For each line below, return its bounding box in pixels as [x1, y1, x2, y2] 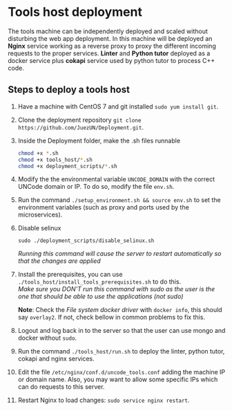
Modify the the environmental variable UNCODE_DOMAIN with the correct [17, 175, 215, 183]
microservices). [17, 210, 63, 219]
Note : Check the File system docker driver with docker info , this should [17, 306, 223, 314]
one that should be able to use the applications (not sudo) [17, 292, 184, 301]
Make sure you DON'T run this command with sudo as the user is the [17, 285, 215, 293]
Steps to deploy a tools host [8, 84, 130, 95]
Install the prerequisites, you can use [17, 271, 123, 279]
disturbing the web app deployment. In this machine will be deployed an [8, 34, 213, 42]
